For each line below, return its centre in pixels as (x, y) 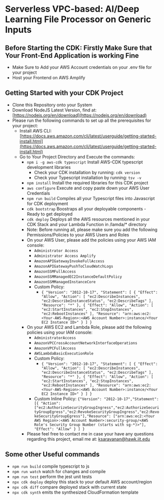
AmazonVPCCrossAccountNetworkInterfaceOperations (86, 343)
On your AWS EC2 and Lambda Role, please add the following (89, 327)
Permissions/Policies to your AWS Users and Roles (78, 235)
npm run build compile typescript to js (51, 466)
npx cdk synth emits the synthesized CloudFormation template (75, 492)
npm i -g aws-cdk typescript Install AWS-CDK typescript (85, 162)
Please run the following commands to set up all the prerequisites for (82, 120)
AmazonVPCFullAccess (55, 348)
